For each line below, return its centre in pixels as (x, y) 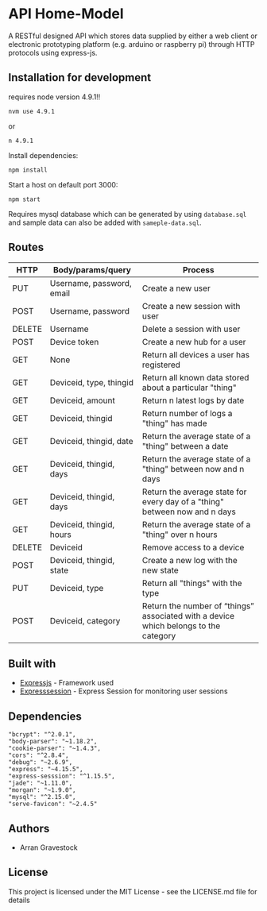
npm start (25, 199)
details (19, 900)
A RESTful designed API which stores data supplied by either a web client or (133, 36)
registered (161, 365)
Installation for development (80, 77)
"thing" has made (174, 423)
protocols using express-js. (53, 52)
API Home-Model (66, 14)
